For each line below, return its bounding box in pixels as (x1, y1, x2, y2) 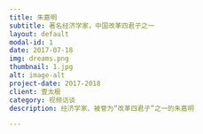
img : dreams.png (9, 54, 69, 63)
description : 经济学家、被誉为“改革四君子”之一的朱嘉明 (9, 104, 195, 113)
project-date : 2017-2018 (9, 79, 101, 88)
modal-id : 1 (9, 37, 53, 47)
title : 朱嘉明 (9, 12, 58, 22)
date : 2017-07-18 (9, 46, 74, 55)
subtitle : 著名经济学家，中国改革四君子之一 (9, 21, 155, 30)
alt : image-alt (9, 71, 66, 80)
